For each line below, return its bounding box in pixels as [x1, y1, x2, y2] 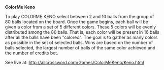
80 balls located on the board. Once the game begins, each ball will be [5, 19, 149, 24]
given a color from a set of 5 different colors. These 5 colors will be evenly [5, 24, 156, 30]
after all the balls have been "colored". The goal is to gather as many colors [5, 34, 158, 40]
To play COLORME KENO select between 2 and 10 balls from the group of [5, 14, 154, 19]
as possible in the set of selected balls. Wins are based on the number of [5, 40, 153, 46]
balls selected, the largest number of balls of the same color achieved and [5, 45, 156, 50]
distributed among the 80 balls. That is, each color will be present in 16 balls [5, 29, 160, 35]
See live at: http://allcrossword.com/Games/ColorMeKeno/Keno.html [5, 60, 144, 65]
